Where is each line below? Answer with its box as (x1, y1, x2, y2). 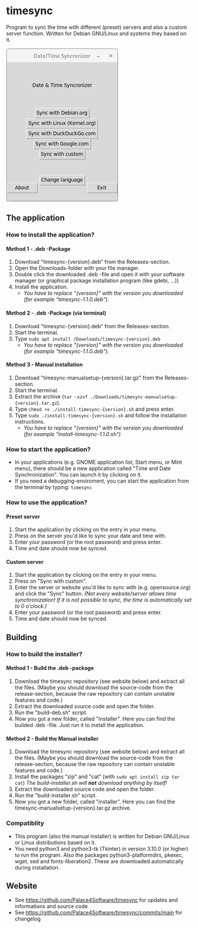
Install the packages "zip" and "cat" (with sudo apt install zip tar (14, 773, 180, 780)
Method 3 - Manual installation (6, 361, 83, 368)
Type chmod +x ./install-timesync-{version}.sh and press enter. (14, 405, 175, 412)
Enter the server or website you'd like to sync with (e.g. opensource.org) (14, 584, 191, 591)
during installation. (14, 864, 60, 871)
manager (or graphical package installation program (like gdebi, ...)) (14, 277, 179, 284)
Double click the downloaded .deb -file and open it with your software (14, 271, 185, 278)
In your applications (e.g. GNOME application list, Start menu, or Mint (14, 458, 183, 466)
